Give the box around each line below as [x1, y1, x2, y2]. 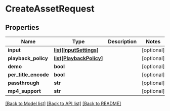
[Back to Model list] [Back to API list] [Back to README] [5, 100, 121, 106]
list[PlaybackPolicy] [54, 55, 103, 62]
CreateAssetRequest [5, 3, 95, 15]
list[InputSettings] [54, 46, 99, 53]
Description [108, 38, 137, 45]
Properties [5, 23, 39, 32]
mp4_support [8, 88, 41, 94]
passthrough [8, 79, 39, 86]
